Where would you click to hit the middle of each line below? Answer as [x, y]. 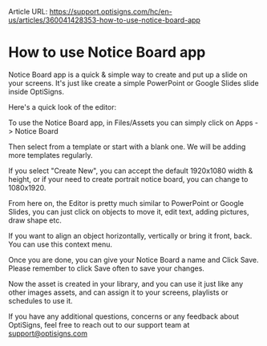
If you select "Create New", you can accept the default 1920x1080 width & [131, 171]
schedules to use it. [41, 300]
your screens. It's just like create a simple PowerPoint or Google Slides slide [133, 82]
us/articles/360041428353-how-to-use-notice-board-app [104, 20]
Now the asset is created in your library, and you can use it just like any [126, 284]
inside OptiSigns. [36, 91]
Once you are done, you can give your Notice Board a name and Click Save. [133, 259]
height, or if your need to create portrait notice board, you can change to [128, 179]
